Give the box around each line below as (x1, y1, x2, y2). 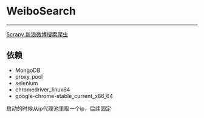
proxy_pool (15, 73, 43, 80)
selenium (15, 79, 38, 87)
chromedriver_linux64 (15, 86, 70, 93)
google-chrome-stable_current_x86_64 (15, 92, 114, 99)
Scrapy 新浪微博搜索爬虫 (6, 30, 69, 38)
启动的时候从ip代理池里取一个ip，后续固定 (6, 105, 111, 112)
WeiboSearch (6, 4, 76, 18)
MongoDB (15, 67, 41, 74)
